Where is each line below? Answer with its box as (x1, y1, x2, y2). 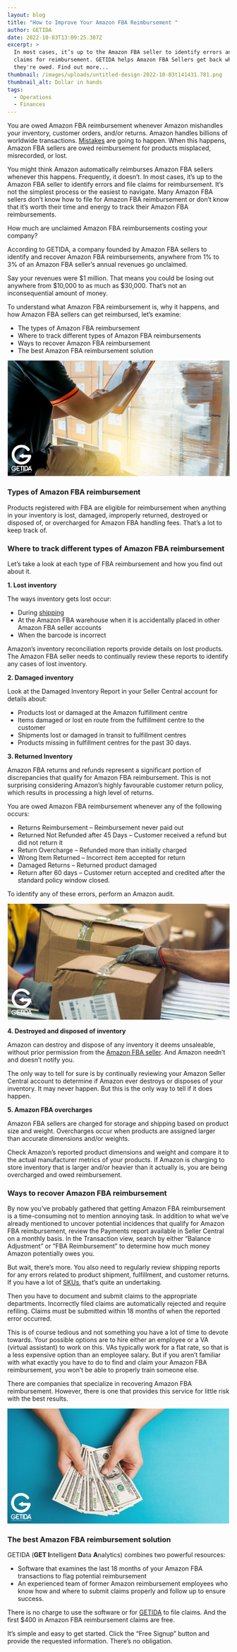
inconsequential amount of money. (7, 289, 108, 297)
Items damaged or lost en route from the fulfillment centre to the (17, 716, 205, 725)
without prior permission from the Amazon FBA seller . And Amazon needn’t (7, 1048, 226, 1057)
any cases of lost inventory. (7, 660, 87, 668)
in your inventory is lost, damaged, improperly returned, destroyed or (7, 510, 208, 520)
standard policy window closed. (17, 876, 111, 885)
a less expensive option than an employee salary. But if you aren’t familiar (7, 1350, 221, 1359)
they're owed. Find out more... (13, 64, 109, 71)
